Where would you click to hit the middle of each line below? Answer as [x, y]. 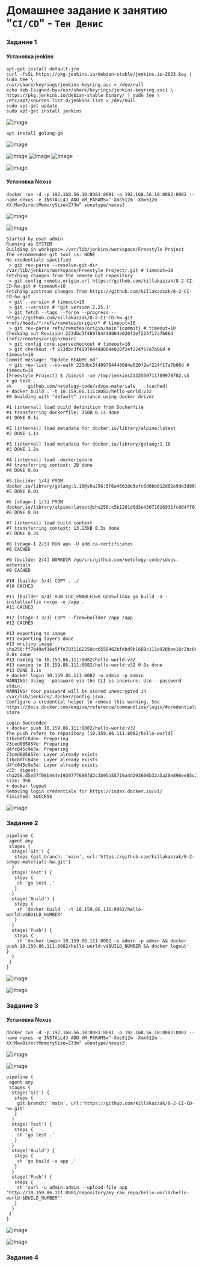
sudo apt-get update [32, 106]
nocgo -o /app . [64, 602]
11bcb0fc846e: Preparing [37, 738]
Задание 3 [22, 1005]
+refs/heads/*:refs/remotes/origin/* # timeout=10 [71, 323]
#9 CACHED [19, 570]
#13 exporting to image [36, 633]
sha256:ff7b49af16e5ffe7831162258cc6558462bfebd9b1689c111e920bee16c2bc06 [102, 649]
